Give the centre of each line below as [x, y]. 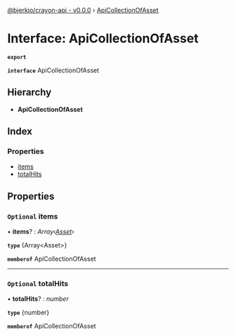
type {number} [28, 313]
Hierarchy [29, 92]
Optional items [33, 216]
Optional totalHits [38, 284]
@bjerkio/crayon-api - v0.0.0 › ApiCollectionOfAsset [83, 10]
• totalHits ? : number [38, 299]
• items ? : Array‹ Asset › [41, 232]
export [17, 57]
